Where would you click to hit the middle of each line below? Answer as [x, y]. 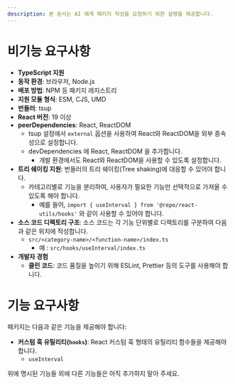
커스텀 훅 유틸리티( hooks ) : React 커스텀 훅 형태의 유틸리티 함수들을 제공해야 [122, 341]
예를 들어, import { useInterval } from [96, 204]
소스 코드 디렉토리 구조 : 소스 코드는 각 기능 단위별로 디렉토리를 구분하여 [116, 222]
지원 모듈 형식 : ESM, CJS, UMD [62, 99]
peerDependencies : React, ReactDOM [74, 124]
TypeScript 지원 [41, 73]
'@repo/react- [177, 205]
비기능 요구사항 [49, 51]
